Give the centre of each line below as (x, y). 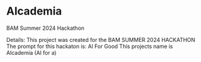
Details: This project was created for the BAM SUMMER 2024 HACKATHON (101, 40)
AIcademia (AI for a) (31, 52)
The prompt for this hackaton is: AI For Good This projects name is (90, 46)
